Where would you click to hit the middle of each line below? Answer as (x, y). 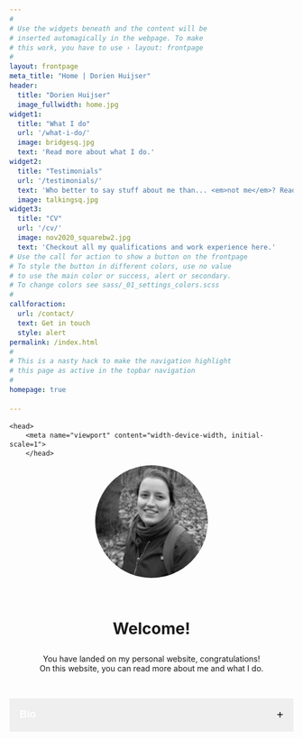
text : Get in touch (54, 323)
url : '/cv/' (40, 228)
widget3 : (26, 209)
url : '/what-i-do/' (54, 133)
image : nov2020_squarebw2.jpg (74, 238)
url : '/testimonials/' (60, 180)
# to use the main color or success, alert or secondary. (120, 276)
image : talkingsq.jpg (58, 200)
